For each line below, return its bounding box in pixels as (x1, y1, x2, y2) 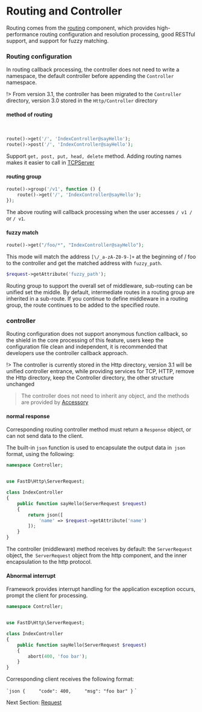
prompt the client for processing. (6, 592, 88, 599)
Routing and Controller (6, 4, 122, 18)
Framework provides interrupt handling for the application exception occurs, (6, 586, 196, 593)
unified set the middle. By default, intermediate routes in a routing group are (6, 289, 195, 296)
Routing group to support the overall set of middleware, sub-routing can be (6, 282, 193, 289)
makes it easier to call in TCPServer (6, 159, 95, 166)
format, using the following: (6, 451, 74, 458)
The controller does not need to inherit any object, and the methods (21, 392, 190, 400)
